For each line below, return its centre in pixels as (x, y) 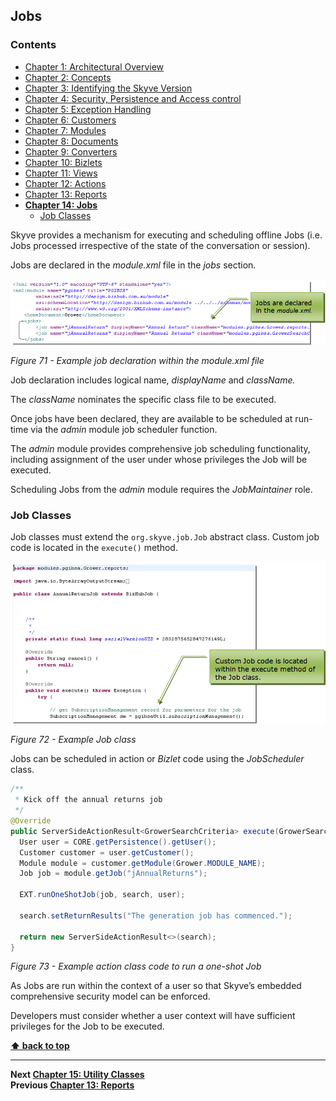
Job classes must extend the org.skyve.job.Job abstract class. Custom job (165, 537)
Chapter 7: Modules (65, 130)
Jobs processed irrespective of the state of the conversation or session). (160, 245)
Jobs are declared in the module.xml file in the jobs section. (133, 265)
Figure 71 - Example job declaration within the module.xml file (137, 360)
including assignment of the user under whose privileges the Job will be (159, 459)
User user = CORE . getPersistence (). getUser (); (118, 842)
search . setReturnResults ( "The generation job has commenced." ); (156, 915)
